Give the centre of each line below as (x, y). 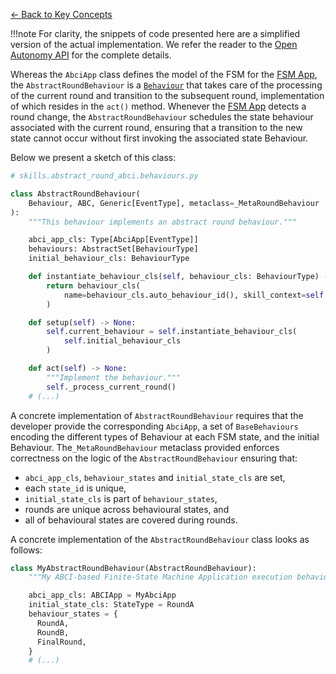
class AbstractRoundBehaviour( (75, 194)
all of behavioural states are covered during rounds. (131, 520)
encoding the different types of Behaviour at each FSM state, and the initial (165, 436)
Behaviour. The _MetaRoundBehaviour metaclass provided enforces (145, 447)
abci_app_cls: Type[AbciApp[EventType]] (113, 240)
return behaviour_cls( (93, 285)
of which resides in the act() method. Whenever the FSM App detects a (158, 106)
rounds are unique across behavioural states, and (127, 509)
